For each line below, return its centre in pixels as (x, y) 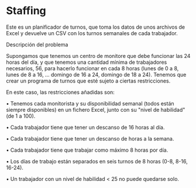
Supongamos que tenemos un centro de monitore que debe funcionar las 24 (98, 56)
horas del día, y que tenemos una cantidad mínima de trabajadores (87, 62)
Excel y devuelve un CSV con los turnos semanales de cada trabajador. (92, 33)
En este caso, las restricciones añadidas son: (61, 92)
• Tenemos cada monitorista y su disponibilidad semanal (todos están (90, 103)
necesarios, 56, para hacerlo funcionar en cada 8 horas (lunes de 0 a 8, (92, 68)
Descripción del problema (37, 45)
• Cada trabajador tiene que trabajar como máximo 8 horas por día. (87, 150)
